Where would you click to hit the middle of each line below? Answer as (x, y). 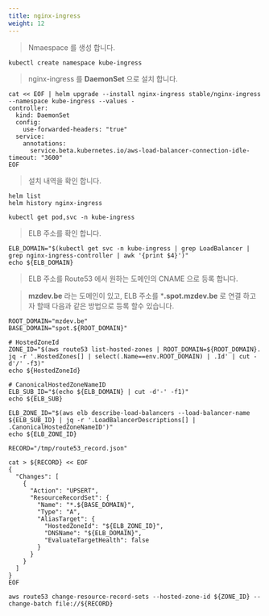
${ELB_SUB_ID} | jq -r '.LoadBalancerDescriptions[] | (102, 420)
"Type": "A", (59, 512)
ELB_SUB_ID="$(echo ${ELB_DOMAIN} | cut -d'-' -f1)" (99, 392)
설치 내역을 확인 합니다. (65, 180)
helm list (25, 196)
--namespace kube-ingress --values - (72, 101)
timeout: (23, 157)
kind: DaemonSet (43, 115)
